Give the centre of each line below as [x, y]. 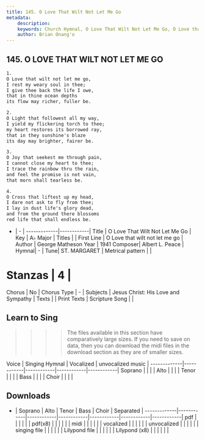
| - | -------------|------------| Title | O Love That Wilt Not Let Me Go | [103, 231]
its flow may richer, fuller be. [49, 102]
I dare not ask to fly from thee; [50, 203]
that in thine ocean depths [42, 96]
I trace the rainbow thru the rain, [53, 169]
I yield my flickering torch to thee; [56, 124]
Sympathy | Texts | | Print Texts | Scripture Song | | [70, 299]
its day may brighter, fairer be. [50, 141]
